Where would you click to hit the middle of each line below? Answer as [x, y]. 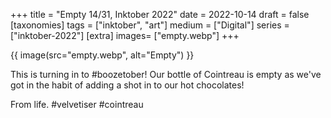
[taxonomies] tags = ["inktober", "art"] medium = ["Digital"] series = [150, 25]
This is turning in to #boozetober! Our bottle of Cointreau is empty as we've [166, 74]
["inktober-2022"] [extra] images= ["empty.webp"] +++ [125, 35]
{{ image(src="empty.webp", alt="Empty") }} [102, 55]
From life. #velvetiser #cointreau [77, 104]
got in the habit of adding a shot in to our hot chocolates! [127, 85]
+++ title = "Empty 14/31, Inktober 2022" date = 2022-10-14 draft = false [160, 14]
